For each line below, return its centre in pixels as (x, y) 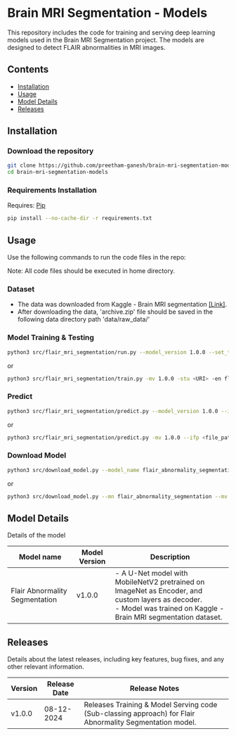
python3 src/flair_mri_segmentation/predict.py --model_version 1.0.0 (113, 411)
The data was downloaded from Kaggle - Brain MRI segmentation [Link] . (122, 305)
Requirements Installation (52, 190)
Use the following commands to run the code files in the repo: (97, 258)
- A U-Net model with (151, 573)
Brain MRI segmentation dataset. (169, 617)
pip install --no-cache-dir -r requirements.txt (80, 218)
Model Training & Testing (51, 338)
